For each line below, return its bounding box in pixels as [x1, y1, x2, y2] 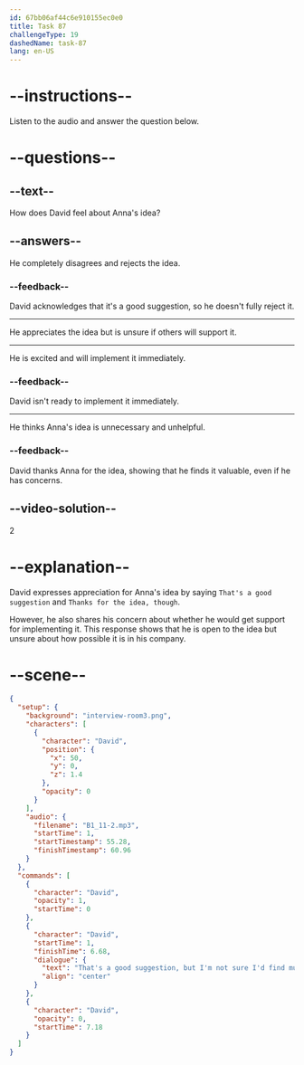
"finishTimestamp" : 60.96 [33, 846, 131, 855]
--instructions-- [9, 86, 133, 107]
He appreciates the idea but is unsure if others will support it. [9, 327, 237, 338]
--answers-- [9, 233, 81, 249]
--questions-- [9, 147, 116, 168]
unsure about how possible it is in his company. [9, 632, 186, 643]
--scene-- [9, 664, 87, 685]
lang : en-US [9, 47, 54, 56]
